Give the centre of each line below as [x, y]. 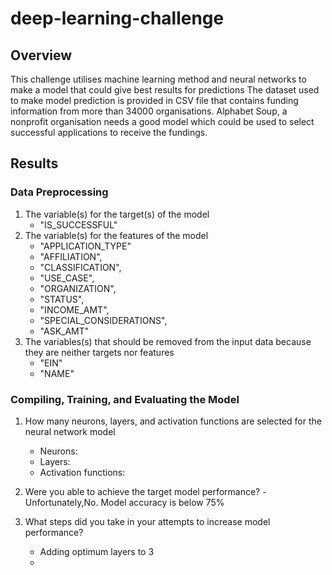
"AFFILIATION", [71, 256]
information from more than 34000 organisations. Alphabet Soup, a [149, 111]
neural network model [70, 431]
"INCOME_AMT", [74, 309]
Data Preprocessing [59, 192]
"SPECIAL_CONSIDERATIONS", [103, 320]
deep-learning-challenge [117, 18]
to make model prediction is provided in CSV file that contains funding [154, 100]
